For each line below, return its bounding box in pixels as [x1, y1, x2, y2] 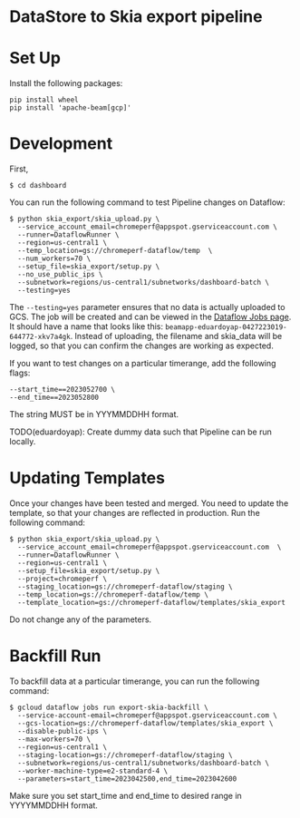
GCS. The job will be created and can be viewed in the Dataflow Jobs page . [9, 311, 292, 323]
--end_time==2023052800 [9, 393, 100, 403]
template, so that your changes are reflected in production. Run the [9, 508, 260, 518]
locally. [9, 436, 36, 447]
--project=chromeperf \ [17, 574, 107, 583]
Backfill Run [9, 646, 102, 667]
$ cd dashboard [9, 181, 67, 190]
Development [9, 133, 113, 154]
